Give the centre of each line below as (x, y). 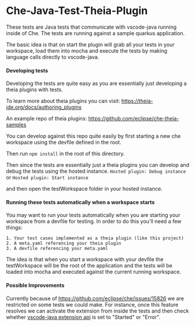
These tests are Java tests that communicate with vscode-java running (91, 27)
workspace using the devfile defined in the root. (64, 142)
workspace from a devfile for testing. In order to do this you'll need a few (94, 221)
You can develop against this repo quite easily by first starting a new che (93, 136)
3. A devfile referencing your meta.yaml (57, 249)
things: (14, 228)
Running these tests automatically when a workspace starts (80, 202)
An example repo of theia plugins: (47, 119)
